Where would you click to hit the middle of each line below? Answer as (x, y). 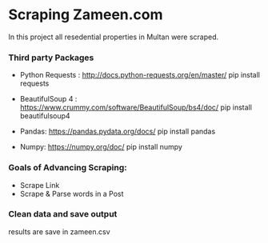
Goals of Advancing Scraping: (68, 168)
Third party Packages (51, 58)
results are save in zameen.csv (59, 231)
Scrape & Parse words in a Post (72, 193)
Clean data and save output (63, 214)
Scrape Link (40, 185)
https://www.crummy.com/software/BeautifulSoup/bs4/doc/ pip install (136, 108)
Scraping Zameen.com (86, 15)
